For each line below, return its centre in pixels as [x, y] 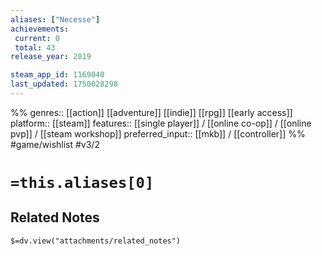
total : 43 [35, 47]
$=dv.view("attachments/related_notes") [96, 241]
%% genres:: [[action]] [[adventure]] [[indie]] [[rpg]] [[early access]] [151, 112]
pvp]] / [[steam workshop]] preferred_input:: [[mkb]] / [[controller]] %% [158, 133]
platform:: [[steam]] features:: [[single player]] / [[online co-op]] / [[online [161, 123]
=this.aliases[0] [82, 183]
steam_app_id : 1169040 [57, 75]
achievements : [40, 29]
